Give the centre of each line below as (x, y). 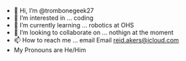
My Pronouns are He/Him (50, 50)
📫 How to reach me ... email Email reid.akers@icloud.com (96, 40)
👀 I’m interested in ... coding (54, 18)
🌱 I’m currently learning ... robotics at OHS (74, 25)
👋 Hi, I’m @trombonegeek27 (54, 11)
